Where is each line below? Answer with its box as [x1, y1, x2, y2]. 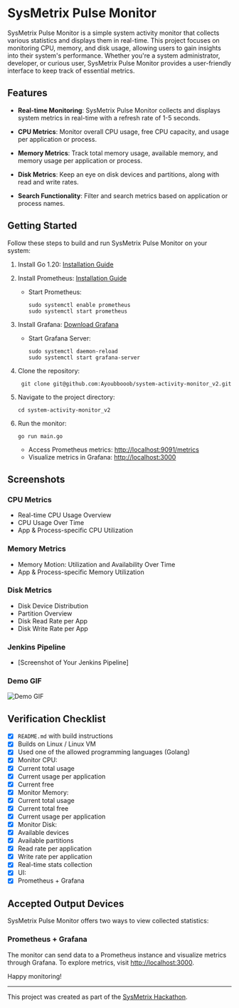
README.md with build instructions [17, 732, 114, 740]
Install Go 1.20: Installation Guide [17, 260, 114, 269]
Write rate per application [17, 853, 92, 861]
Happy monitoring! [7, 972, 62, 980]
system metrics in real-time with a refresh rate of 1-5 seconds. [17, 113, 201, 122]
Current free [17, 780, 55, 789]
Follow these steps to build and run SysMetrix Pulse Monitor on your [7, 239, 208, 247]
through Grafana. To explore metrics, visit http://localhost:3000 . [7, 958, 194, 967]
